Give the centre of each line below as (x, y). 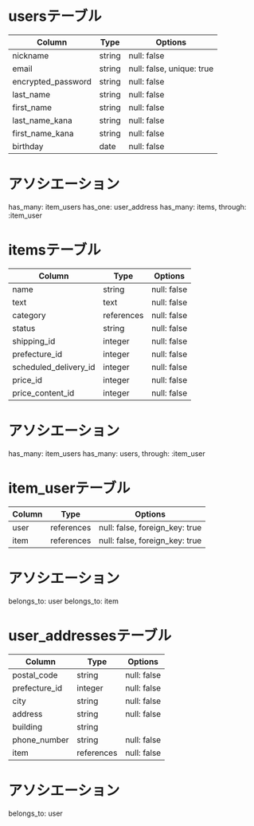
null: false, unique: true (171, 69)
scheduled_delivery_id (54, 367)
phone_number (41, 740)
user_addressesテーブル (90, 635)
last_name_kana (43, 120)
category (29, 315)
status (24, 328)
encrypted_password (52, 81)
